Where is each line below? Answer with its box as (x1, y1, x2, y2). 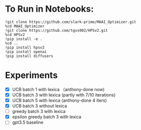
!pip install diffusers (5, 54, 54, 58)
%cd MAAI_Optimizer (5, 23, 45, 29)
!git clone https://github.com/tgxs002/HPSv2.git (5, 28, 108, 33)
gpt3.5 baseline (12, 119, 44, 125)
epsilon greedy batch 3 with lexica (12, 114, 81, 120)
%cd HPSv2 (5, 32, 25, 37)
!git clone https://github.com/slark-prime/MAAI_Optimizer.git (5, 19, 137, 24)
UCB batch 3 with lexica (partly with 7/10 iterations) (12, 92, 116, 98)
